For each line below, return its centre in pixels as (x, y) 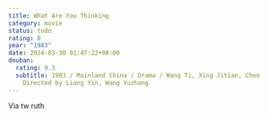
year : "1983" (30, 46)
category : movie (35, 23)
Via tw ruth (26, 106)
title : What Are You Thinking (59, 16)
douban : (21, 61)
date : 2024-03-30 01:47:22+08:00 (64, 53)
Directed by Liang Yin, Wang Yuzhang (86, 83)
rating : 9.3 (36, 68)
